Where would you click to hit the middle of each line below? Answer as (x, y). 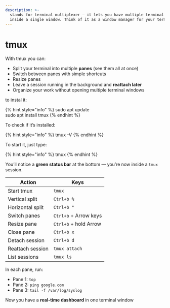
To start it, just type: (26, 145)
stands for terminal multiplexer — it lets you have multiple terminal (87, 15)
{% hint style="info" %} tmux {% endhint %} (51, 155)
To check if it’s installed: (30, 125)
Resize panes (27, 79)
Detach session (26, 240)
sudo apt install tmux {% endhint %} (43, 115)
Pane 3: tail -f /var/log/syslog (47, 290)
